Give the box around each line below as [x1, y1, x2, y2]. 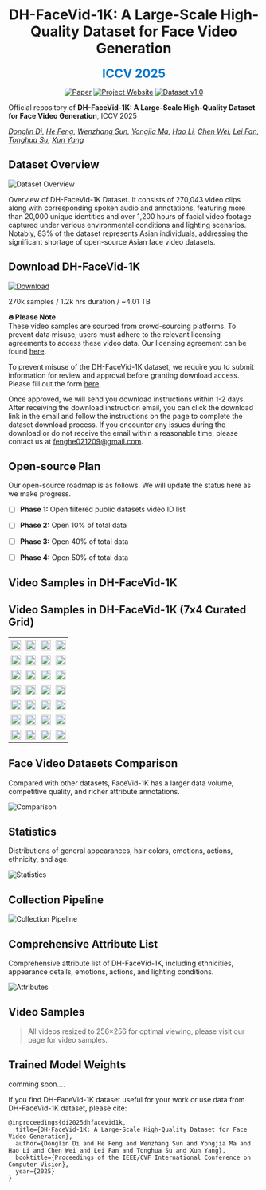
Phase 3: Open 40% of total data [19, 536, 129, 546]
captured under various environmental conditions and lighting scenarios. [8, 220, 247, 229]
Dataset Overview [8, 158, 100, 172]
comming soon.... [8, 1079, 65, 1089]
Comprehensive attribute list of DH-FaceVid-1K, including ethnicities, [8, 958, 234, 969]
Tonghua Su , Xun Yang [8, 135, 84, 144]
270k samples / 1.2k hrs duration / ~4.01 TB [8, 296, 151, 306]
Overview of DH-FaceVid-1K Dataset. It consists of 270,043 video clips [8, 194, 241, 204]
